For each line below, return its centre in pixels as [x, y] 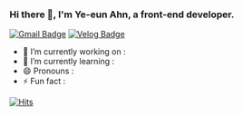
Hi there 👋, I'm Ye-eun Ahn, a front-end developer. [122, 14]
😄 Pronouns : [48, 71]
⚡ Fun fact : [44, 82]
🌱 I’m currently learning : [68, 62]
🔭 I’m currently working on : [74, 52]
